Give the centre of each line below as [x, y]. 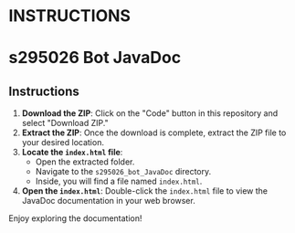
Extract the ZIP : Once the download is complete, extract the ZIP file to [154, 132]
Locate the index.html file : [72, 153]
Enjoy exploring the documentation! [75, 218]
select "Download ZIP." [65, 123]
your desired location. [63, 143]
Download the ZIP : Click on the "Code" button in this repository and [150, 113]
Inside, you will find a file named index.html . [119, 181]
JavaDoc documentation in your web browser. [108, 201]
